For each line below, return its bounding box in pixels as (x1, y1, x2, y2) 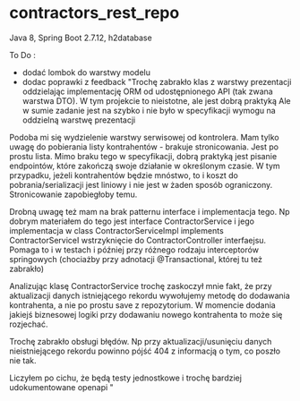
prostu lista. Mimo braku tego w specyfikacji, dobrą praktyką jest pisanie (9, 150, 278, 161)
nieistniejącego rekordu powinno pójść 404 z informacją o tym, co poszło (9, 346, 280, 356)
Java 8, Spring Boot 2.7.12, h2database (9, 32, 152, 43)
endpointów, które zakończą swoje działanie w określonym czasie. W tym (9, 160, 280, 171)
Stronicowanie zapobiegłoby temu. (9, 189, 138, 200)
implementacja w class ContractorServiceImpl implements (9, 225, 224, 235)
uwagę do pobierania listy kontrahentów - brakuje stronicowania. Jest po (9, 141, 279, 152)
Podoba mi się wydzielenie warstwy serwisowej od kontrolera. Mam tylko (9, 132, 279, 142)
